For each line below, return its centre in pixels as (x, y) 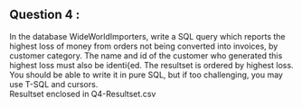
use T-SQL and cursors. (54, 84)
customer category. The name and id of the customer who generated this (146, 55)
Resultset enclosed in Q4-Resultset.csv (83, 94)
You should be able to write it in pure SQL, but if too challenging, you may (146, 75)
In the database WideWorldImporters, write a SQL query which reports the (148, 36)
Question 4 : (45, 15)
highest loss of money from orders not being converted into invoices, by (144, 46)
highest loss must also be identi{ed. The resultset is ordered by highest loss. (151, 65)
